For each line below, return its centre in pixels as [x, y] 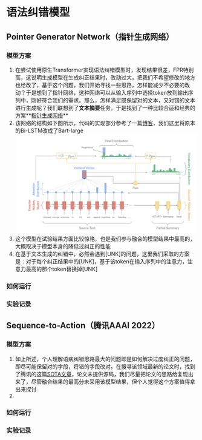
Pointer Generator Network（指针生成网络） [90, 37]
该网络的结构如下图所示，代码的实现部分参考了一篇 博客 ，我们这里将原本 [105, 123]
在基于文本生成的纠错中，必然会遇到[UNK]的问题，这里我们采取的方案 [102, 254]
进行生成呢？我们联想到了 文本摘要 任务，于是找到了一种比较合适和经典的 [105, 107]
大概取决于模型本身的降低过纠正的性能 [63, 246]
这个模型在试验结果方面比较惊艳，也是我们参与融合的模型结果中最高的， [105, 239]
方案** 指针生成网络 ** [41, 115]
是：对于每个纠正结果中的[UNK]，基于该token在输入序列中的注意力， [101, 262]
